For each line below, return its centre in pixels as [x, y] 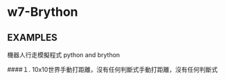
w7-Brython [43, 12]
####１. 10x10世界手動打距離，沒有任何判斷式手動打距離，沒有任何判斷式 [112, 69]
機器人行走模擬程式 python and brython [64, 55]
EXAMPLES [32, 38]
